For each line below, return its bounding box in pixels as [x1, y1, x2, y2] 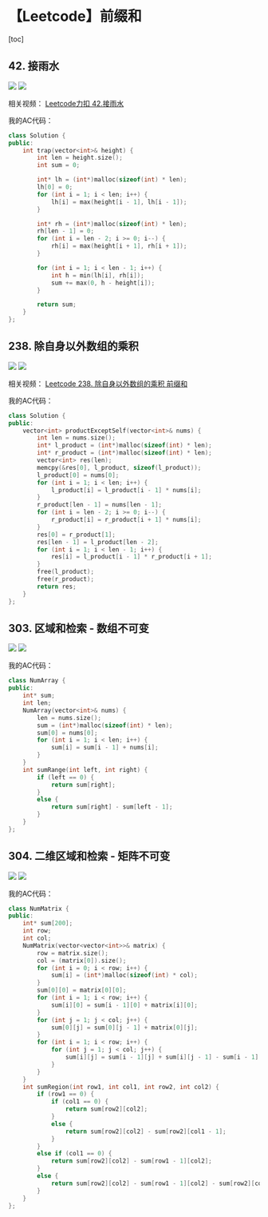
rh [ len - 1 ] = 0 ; [37, 227, 94, 236]
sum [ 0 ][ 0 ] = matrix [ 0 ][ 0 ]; [37, 986, 127, 995]
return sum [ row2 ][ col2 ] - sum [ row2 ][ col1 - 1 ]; [65, 1128, 227, 1135]
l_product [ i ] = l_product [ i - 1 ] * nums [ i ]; [50, 486, 202, 494]
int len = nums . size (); [37, 434, 116, 442]
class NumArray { [8, 677, 66, 685]
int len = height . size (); [37, 153, 124, 162]
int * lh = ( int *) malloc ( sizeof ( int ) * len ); [37, 176, 187, 184]
